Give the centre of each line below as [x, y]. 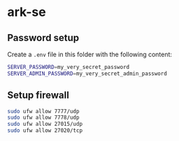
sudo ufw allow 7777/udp [43, 111]
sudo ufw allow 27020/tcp [45, 131]
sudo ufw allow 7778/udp [43, 118]
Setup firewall [38, 96]
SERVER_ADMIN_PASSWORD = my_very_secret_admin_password [87, 74]
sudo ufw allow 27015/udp [45, 124]
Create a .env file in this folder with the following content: [90, 54]
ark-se [27, 12]
